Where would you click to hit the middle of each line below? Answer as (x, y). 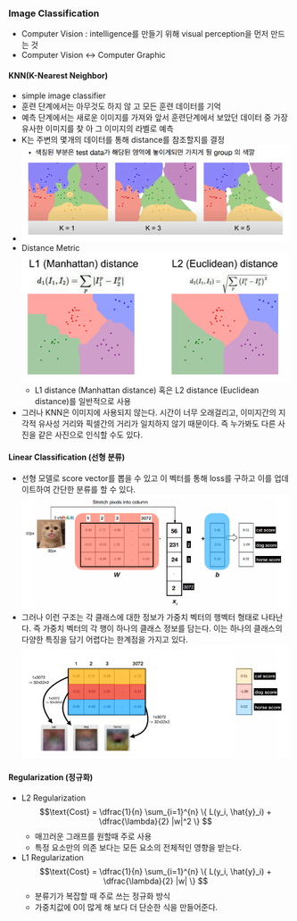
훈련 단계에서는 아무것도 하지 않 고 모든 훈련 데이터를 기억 (121, 106)
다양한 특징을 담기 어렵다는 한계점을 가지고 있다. (104, 639)
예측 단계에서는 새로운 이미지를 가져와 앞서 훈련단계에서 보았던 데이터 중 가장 (155, 117)
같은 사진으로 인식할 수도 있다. (91, 435)
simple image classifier (63, 95)
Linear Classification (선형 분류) (67, 457)
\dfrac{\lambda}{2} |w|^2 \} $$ (156, 821)
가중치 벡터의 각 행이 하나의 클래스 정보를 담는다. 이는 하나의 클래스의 (162, 628)
